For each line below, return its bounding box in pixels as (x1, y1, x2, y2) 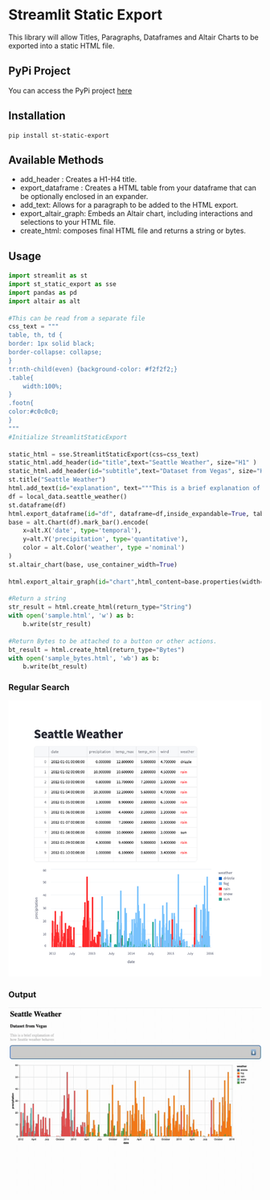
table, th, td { (8, 331, 63, 339)
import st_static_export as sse (8, 280, 117, 289)
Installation (8, 109, 66, 122)
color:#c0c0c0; (8, 408, 59, 416)
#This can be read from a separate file (8, 314, 146, 322)
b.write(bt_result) (22, 662, 88, 671)
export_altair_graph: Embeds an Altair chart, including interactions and (19, 209, 253, 218)
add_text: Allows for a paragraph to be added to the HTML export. (19, 200, 239, 210)
